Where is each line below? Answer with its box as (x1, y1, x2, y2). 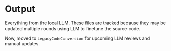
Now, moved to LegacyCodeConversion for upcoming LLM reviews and (5, 35, 151, 41)
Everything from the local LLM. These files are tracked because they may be (5, 20, 166, 26)
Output (5, 3, 35, 15)
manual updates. (5, 40, 40, 46)
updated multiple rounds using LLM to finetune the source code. (5, 25, 141, 31)
